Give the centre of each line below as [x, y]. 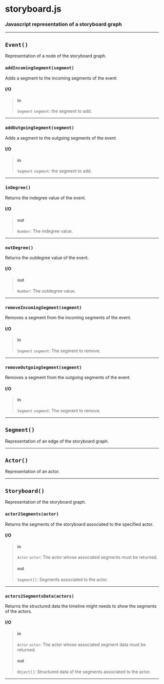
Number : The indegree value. [45, 231]
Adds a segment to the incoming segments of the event [61, 78]
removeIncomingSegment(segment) [43, 307]
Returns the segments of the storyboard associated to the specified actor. [79, 524]
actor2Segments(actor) [32, 514]
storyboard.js [33, 9]
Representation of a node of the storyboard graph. [56, 56]
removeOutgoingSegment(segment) [43, 367]
